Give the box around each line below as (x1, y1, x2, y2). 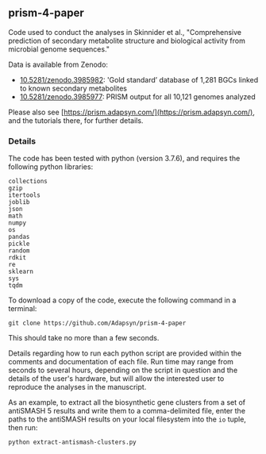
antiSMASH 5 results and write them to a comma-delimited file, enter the (8, 406, 246, 416)
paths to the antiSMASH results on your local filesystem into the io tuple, (8, 414, 246, 424)
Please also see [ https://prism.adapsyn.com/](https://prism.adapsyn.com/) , (8, 107, 256, 117)
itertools (8, 191, 41, 199)
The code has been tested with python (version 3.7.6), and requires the (8, 154, 241, 164)
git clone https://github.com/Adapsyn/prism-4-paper (8, 319, 187, 328)
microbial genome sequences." (8, 44, 110, 54)
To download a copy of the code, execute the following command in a (8, 295, 237, 305)
